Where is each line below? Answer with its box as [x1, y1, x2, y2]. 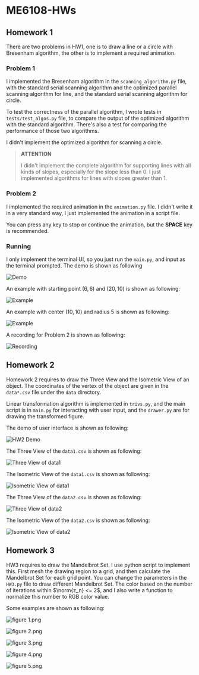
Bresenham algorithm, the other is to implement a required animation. [6, 49, 176, 57]
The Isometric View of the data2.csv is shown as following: [6, 517, 150, 524]
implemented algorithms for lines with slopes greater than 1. [20, 175, 168, 182]
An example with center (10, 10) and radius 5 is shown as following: [6, 308, 170, 315]
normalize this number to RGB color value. [6, 593, 110, 600]
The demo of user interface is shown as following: [6, 424, 129, 431]
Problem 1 [6, 64, 36, 72]
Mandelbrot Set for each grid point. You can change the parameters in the [6, 574, 187, 581]
